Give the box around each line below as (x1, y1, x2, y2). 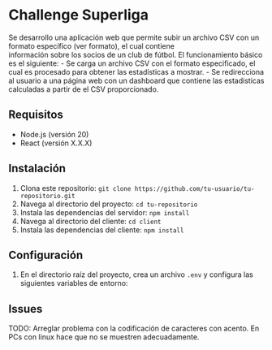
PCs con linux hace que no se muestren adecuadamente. (8, 332, 200, 342)
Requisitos (8, 108, 63, 122)
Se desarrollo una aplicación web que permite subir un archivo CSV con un (8, 32, 260, 42)
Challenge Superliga (8, 6, 149, 24)
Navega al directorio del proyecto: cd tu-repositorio (19, 199, 198, 209)
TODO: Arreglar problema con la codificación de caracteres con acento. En (8, 323, 260, 334)
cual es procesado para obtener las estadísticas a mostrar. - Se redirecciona (8, 67, 265, 76)
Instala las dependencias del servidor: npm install (19, 207, 190, 217)
